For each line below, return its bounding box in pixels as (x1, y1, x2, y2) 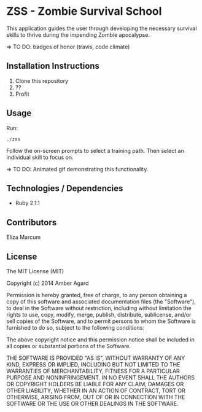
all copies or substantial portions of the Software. (6, 343, 131, 349)
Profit (15, 90, 29, 98)
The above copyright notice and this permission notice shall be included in (6, 336, 195, 343)
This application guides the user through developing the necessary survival (6, 25, 197, 32)
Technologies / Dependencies (6, 183, 123, 193)
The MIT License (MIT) (6, 268, 64, 274)
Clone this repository (15, 77, 69, 84)
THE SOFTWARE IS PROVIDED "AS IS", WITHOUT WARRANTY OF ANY (6, 354, 185, 362)
